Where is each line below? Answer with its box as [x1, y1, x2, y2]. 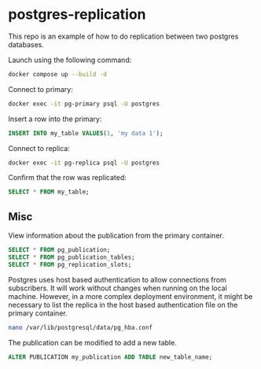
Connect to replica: [8, 143, 71, 153]
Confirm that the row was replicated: [8, 173, 127, 183]
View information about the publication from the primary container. [8, 231, 224, 241]
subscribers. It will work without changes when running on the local [8, 283, 228, 293]
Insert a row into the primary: [8, 114, 102, 124]
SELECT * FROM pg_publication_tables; [8, 253, 135, 261]
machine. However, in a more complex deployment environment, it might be [8, 291, 253, 301]
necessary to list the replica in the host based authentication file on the [8, 300, 238, 309]
